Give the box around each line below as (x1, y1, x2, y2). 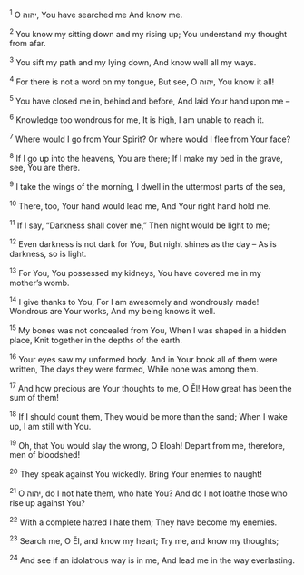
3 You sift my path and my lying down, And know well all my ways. (9, 55, 257, 67)
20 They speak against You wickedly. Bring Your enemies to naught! (9, 467, 263, 480)
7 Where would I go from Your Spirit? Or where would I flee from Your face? (9, 132, 291, 144)
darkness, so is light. (9, 248, 87, 259)
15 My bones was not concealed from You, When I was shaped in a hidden (9, 323, 287, 335)
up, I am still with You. (9, 421, 92, 431)
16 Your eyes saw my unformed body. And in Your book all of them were (9, 352, 278, 364)
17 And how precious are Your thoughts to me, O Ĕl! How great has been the (9, 381, 292, 393)
